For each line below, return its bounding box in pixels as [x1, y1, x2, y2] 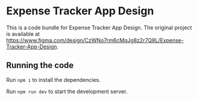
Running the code [6, 60, 74, 71]
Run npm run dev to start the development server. [6, 88, 128, 95]
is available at [6, 30, 40, 37]
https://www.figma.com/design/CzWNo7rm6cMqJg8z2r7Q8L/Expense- [6, 36, 184, 44]
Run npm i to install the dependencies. [6, 76, 101, 83]
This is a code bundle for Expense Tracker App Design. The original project [6, 24, 192, 31]
